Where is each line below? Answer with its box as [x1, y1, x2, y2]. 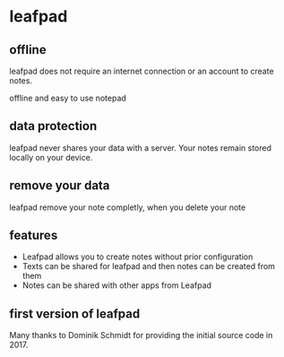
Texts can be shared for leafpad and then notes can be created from [22, 261, 276, 272]
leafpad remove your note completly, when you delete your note [9, 202, 246, 213]
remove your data [9, 178, 110, 194]
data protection [9, 118, 98, 134]
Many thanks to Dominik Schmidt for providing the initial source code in [9, 330, 273, 341]
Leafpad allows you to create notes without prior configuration [22, 251, 254, 262]
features [9, 228, 58, 243]
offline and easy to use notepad [9, 92, 127, 103]
